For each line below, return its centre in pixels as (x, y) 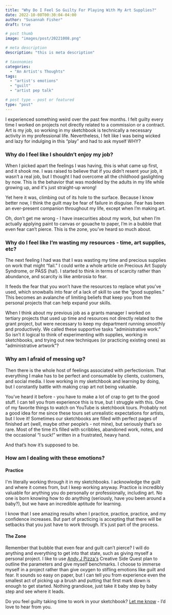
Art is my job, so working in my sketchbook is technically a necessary (79, 130)
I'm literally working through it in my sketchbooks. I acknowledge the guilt (83, 482)
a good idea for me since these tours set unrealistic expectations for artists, (85, 413)
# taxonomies (19, 62)
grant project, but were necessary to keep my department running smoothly (85, 324)
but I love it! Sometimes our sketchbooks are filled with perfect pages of (81, 418)
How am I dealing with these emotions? (55, 458)
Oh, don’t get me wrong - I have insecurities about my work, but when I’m (83, 218)
